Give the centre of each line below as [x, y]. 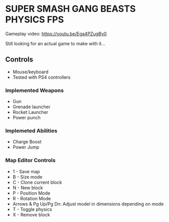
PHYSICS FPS [35, 20]
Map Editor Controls [30, 161]
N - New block [28, 187]
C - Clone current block [37, 182]
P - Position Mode [31, 193]
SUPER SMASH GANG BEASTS [71, 9]
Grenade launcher [31, 107]
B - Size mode [27, 177]
